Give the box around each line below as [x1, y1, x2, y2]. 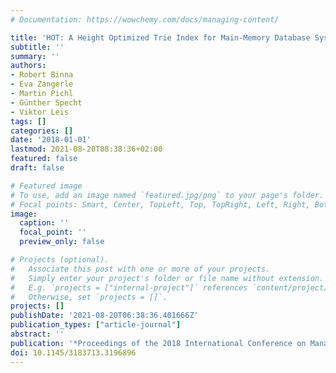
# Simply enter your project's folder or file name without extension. [10, 273, 325, 283]
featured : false [10, 154, 78, 164]
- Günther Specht [10, 97, 83, 108]
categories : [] [10, 126, 74, 136]
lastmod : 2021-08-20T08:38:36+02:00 [10, 144, 163, 155]
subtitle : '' [10, 42, 65, 52]
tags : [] [10, 116, 47, 126]
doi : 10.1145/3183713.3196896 [10, 347, 137, 358]
